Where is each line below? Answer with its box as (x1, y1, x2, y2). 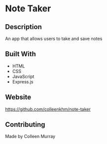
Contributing (5, 120, 45, 129)
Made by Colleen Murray (5, 134, 56, 140)
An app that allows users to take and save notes (5, 36, 103, 41)
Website (5, 93, 31, 102)
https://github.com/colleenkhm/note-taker (5, 106, 91, 112)
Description (5, 23, 42, 31)
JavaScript (12, 73, 35, 79)
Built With (5, 50, 36, 58)
